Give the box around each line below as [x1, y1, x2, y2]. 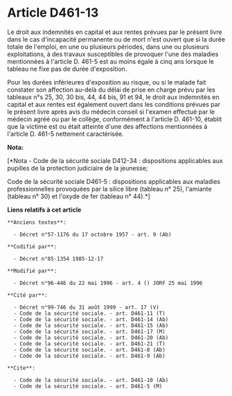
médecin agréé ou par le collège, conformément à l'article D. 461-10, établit [7, 114, 222, 123]
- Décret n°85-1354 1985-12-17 [13, 255, 104, 262]
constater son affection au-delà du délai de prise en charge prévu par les [7, 85, 216, 94]
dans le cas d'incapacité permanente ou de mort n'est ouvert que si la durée [7, 35, 226, 43]
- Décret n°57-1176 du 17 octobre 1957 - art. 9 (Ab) [13, 231, 172, 238]
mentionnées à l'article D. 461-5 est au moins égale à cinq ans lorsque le [7, 57, 215, 65]
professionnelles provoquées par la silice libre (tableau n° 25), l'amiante [7, 184, 213, 193]
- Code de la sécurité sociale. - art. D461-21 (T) [13, 340, 166, 347]
